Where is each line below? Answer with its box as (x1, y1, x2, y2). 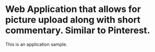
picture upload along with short (5, 14, 141, 25)
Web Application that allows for (5, 3, 141, 15)
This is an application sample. (5, 41, 68, 47)
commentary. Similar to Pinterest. (5, 25, 150, 36)
